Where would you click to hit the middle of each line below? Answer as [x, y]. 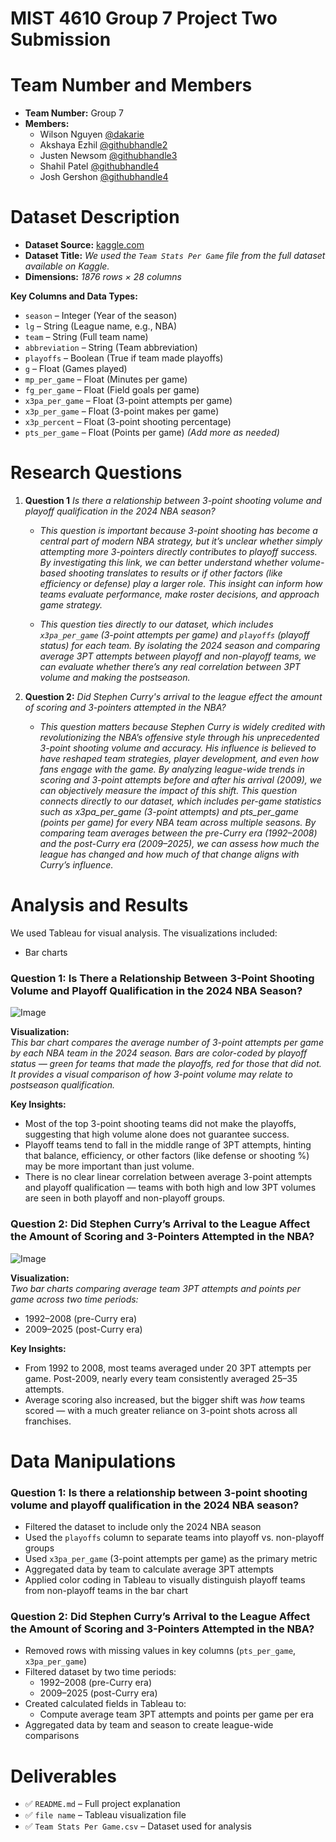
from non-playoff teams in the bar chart [106, 1591]
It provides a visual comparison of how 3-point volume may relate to [151, 1074]
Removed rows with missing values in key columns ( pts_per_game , [160, 1651]
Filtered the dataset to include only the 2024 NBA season [143, 1527]
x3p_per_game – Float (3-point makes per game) [122, 411]
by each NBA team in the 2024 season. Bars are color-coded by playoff [159, 1053]
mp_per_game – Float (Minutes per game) [106, 379]
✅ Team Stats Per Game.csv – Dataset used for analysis [138, 1826]
